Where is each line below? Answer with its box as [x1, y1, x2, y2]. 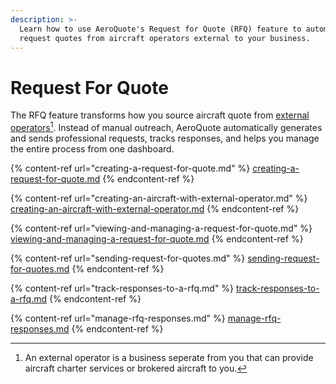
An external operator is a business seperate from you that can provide [24, 351, 314, 363]
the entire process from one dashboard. [10, 142, 175, 155]
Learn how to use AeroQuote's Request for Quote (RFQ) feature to [19, 24, 302, 34]
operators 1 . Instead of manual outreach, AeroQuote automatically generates [10, 120, 323, 133]
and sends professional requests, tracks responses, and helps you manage [10, 132, 320, 144]
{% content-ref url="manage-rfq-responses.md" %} [10, 312, 226, 324]
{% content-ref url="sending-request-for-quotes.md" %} [10, 252, 246, 264]
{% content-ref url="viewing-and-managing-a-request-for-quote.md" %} [10, 222, 313, 234]
